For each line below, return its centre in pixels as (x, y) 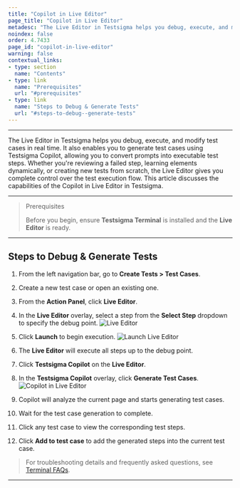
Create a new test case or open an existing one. (89, 287)
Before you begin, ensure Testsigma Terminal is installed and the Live (129, 220)
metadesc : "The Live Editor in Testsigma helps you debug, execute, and (118, 27)
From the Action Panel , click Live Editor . (78, 301)
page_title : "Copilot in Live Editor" (66, 21)
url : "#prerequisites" (48, 93)
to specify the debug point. (58, 323)
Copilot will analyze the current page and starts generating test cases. (121, 399)
